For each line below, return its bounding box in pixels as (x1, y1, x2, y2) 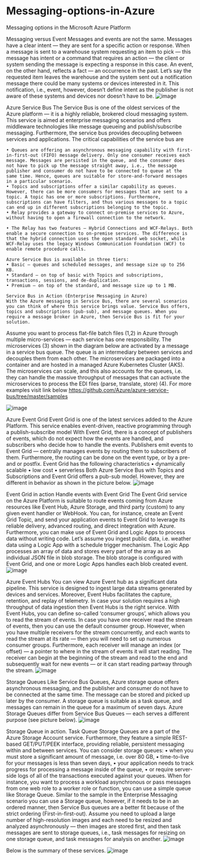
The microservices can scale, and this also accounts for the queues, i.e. (6, 367, 183, 375)
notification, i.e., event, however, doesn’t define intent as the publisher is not (6, 86, 193, 93)
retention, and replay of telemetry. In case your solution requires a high (6, 597, 180, 604)
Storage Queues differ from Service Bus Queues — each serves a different (6, 710, 189, 717)
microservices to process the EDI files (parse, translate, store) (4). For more (6, 380, 192, 387)
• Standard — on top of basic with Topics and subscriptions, (6, 272, 164, 278)
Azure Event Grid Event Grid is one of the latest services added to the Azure (6, 416, 193, 423)
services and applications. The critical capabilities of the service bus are (6, 135, 184, 142)
